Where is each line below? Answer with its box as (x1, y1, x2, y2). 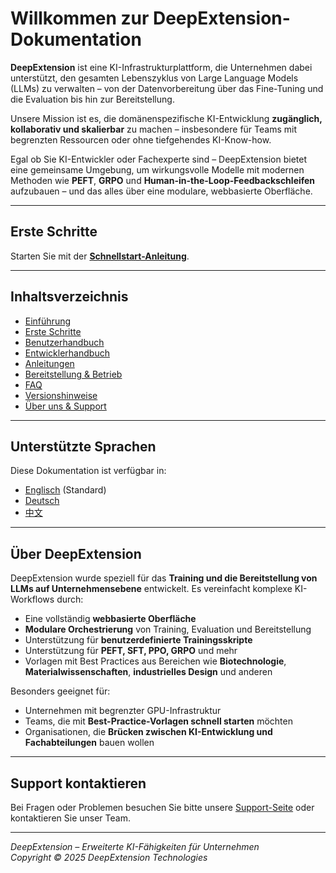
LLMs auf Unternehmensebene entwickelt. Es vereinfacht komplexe (10, 583, 293, 595)
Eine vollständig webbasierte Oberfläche (24, 613, 197, 625)
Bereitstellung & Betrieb (24, 368, 123, 380)
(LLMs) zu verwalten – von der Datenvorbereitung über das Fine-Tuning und (10, 82, 324, 94)
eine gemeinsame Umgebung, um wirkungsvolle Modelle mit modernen (10, 163, 305, 176)
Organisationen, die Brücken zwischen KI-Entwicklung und (24, 726, 273, 738)
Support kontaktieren (10, 775, 147, 792)
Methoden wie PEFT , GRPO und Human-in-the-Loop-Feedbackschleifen (10, 174, 316, 186)
